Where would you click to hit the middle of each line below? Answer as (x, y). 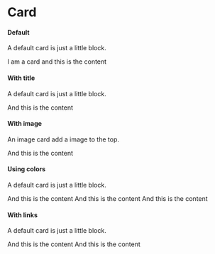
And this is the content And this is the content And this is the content (107, 198)
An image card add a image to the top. (63, 139)
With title (21, 78)
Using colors (27, 169)
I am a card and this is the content (57, 62)
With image (25, 124)
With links (22, 215)
